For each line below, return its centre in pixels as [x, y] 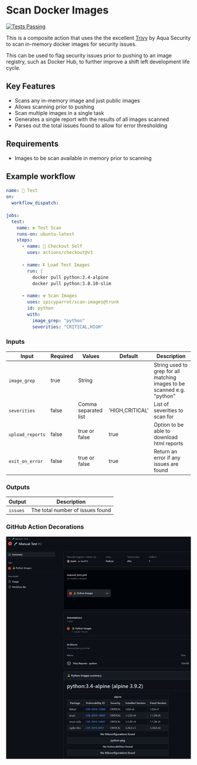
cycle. [13, 67]
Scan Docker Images [57, 10]
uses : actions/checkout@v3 [60, 253]
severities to [169, 410]
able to [162, 431]
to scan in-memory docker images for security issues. [71, 44]
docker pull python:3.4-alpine [70, 277]
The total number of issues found [71, 510]
